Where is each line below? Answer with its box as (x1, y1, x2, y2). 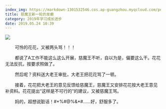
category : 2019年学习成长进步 (5, 16, 62, 21)
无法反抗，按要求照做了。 (5, 61, 57, 67)
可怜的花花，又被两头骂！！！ (14, 44, 76, 50)
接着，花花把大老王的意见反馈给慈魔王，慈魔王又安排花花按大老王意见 (14, 82, 158, 88)
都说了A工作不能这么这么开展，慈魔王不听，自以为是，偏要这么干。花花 (14, 55, 161, 61)
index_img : (5, 7, 28, 12)
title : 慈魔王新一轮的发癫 (5, 12, 54, 17)
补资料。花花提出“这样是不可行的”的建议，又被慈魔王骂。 (5, 88, 122, 94)
